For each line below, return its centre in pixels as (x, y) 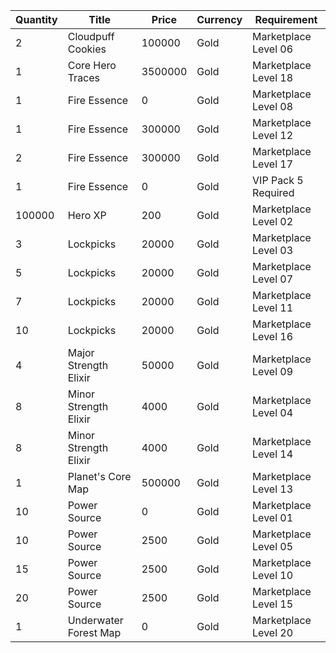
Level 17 (273, 164)
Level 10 (273, 575)
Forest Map (94, 632)
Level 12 (273, 135)
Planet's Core (99, 476)
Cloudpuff (91, 36)
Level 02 (273, 221)
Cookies (87, 49)
